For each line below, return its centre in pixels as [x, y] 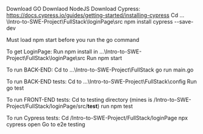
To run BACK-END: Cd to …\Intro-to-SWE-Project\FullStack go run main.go [100, 70]
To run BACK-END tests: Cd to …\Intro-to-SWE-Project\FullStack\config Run [101, 82]
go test [15, 88]
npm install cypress [148, 22]
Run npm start [104, 58]
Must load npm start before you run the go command [73, 40]
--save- [184, 22]
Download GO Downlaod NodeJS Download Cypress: [73, 9]
